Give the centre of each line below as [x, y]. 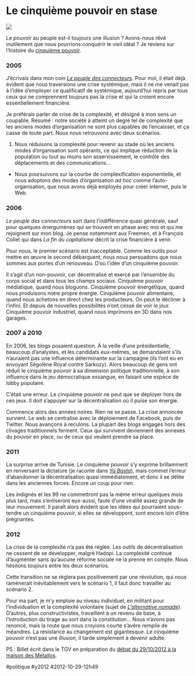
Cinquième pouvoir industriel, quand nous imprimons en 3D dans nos [89, 311]
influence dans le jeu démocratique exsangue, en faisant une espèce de [93, 377]
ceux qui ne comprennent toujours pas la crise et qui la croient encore [90, 97]
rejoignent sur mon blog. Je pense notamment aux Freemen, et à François [95, 233]
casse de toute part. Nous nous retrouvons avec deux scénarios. [84, 133]
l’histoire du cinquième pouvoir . [44, 50]
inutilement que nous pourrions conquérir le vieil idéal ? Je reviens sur [90, 44]
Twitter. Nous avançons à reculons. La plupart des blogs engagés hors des [96, 424]
